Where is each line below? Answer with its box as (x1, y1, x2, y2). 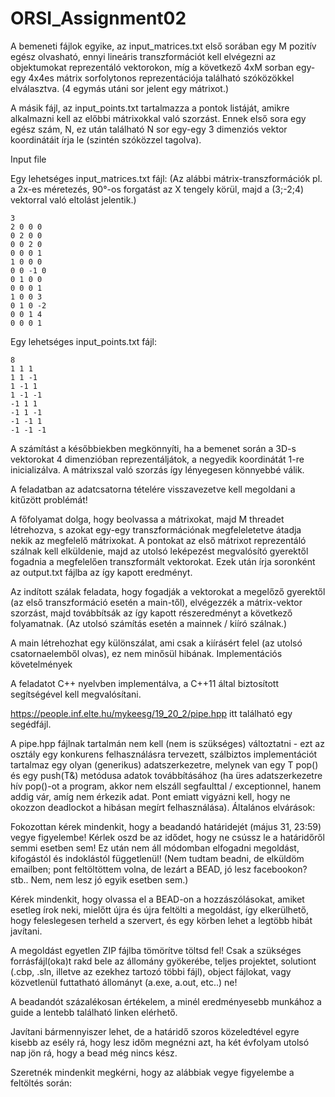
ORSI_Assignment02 (10, 7, 187, 30)
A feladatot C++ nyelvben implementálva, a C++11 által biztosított (10, 677, 279, 689)
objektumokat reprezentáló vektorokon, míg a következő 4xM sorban (10, 61, 294, 73)
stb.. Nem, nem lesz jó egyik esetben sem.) (10, 873, 189, 886)
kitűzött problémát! (10, 493, 88, 506)
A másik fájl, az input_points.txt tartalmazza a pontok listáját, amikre (10, 102, 290, 114)
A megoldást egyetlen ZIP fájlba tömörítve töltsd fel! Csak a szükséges (10, 944, 302, 956)
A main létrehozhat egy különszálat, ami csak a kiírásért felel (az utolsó (10, 637, 303, 649)
